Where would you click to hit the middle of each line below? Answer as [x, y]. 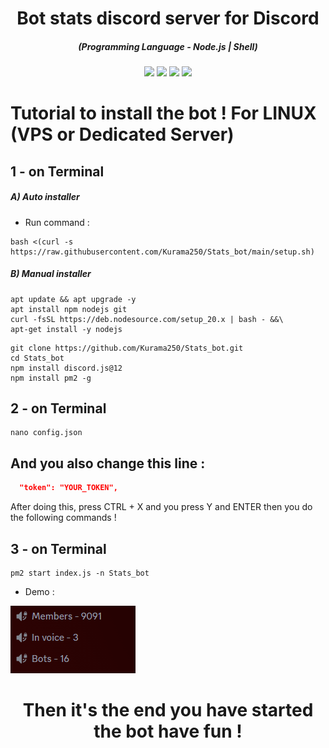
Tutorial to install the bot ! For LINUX [163, 113]
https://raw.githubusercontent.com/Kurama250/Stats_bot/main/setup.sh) [162, 252]
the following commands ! [63, 518]
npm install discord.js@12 [66, 368]
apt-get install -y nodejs [66, 329]
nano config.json [46, 433]
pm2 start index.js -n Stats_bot [80, 573]
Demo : [39, 591]
